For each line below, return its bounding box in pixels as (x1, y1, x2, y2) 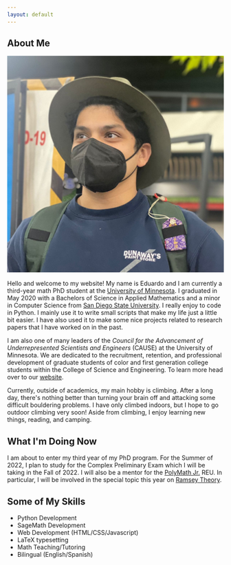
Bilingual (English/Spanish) (16, 551, 93, 559)
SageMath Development (16, 521, 86, 529)
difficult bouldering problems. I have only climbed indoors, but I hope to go (7, 401, 219, 409)
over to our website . (7, 373, 64, 381)
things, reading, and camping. (7, 416, 92, 424)
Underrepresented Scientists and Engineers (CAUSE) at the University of (7, 344, 213, 352)
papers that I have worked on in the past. (7, 323, 124, 331)
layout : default (7, 11, 54, 18)
